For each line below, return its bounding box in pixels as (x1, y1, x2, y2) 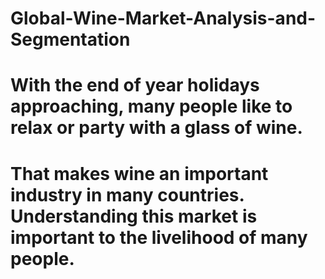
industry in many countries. (10, 183, 245, 206)
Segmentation (10, 28, 131, 51)
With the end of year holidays (10, 74, 260, 97)
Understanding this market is (10, 205, 258, 227)
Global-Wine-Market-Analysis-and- (10, 7, 317, 30)
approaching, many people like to (10, 95, 293, 118)
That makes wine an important (10, 162, 269, 185)
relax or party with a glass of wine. (10, 117, 303, 139)
